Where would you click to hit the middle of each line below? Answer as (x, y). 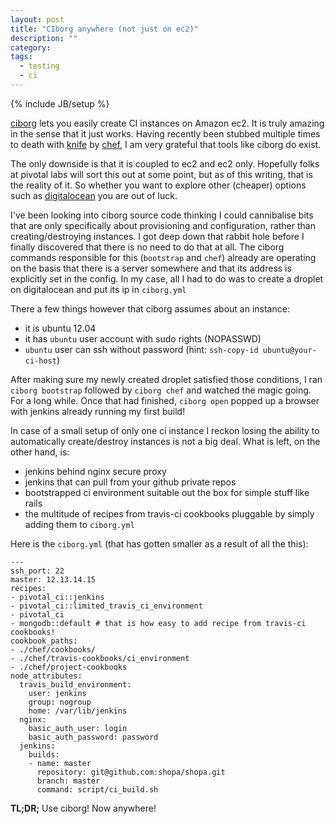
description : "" (44, 38)
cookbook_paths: (44, 641)
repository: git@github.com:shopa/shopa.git (131, 772)
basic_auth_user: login (78, 728)
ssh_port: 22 (37, 571)
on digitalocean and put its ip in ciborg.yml (98, 289)
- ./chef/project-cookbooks (69, 667)
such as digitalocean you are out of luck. (94, 195)
